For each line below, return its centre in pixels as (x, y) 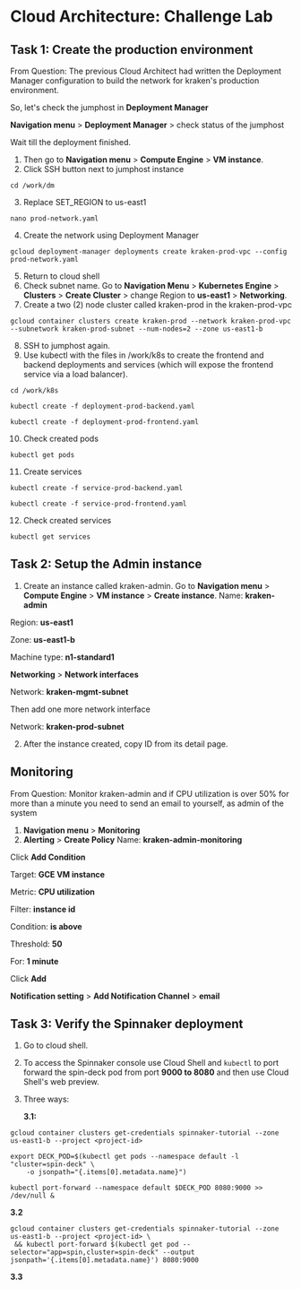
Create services (52, 471)
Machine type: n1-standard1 (62, 657)
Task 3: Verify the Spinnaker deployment (127, 1024)
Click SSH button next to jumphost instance (103, 169)
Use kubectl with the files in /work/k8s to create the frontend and (143, 355)
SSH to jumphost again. (66, 346)
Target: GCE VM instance (58, 874)
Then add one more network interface (80, 709)
